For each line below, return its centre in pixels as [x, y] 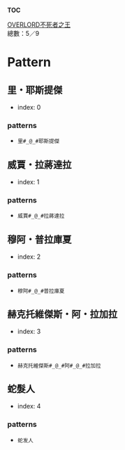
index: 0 [29, 107]
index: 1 [28, 182]
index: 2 [29, 257]
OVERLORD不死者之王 [39, 25]
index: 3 [29, 332]
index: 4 [29, 406]
